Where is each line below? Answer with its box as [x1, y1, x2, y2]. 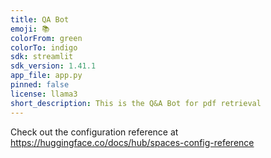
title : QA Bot [10, 14, 70, 25]
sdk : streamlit [10, 52, 74, 62]
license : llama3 [10, 89, 78, 99]
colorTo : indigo [10, 42, 78, 53]
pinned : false [10, 80, 70, 90]
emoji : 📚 [10, 24, 50, 34]
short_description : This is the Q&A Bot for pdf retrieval [10, 98, 262, 108]
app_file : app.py [10, 71, 83, 81]
